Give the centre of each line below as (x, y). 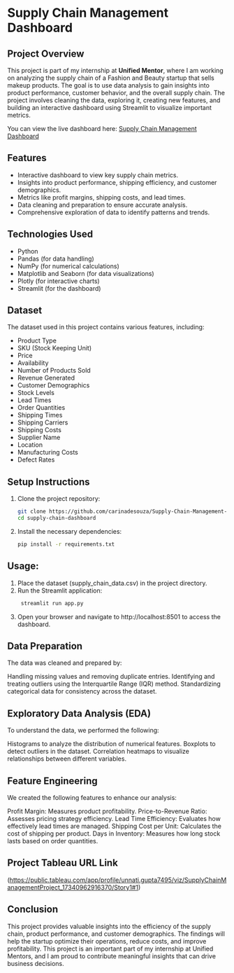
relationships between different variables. (67, 759)
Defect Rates (36, 460)
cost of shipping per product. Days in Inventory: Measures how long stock (114, 834)
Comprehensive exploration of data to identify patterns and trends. (114, 212)
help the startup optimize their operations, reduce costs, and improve (107, 941)
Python (28, 251)
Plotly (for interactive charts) (58, 281)
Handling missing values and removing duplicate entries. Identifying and (111, 677)
